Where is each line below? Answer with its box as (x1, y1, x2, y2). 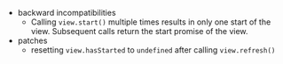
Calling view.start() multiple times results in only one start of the (30, 17, 271, 27)
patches (17, 35, 48, 46)
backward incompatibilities (17, 8, 117, 18)
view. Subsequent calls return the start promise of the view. (30, 26, 248, 36)
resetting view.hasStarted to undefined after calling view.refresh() (30, 45, 276, 55)
